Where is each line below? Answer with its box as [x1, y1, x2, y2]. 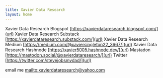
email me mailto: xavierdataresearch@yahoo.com [5, 67, 105, 73]
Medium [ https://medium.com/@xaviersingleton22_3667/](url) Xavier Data [5, 41, 158, 47]
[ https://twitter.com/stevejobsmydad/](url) [5, 57, 91, 63]
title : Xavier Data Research [5, 7, 66, 12]
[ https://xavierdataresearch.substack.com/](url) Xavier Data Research [5, 36, 148, 42]
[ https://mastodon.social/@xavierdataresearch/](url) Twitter [5, 52, 128, 58]
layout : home [5, 12, 32, 17]
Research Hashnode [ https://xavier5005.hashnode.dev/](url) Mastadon [5, 47, 151, 53]
